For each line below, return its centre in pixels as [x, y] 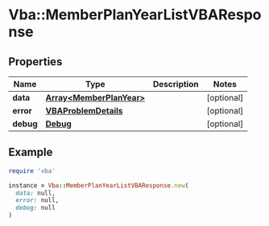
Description [176, 84]
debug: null [36, 208]
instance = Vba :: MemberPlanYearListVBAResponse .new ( [99, 185]
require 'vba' [32, 171]
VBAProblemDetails [84, 111]
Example [31, 152]
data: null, [36, 193]
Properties [35, 62]
